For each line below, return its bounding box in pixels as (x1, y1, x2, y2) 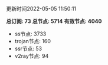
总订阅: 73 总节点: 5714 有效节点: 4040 (6, 18, 102, 25)
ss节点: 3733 (14, 30, 47, 37)
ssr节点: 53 (14, 45, 42, 52)
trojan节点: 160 (14, 38, 51, 44)
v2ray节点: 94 (14, 53, 49, 59)
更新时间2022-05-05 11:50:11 (6, 5, 77, 12)
